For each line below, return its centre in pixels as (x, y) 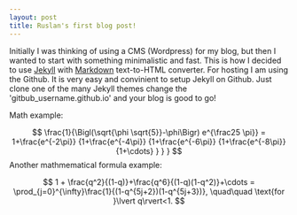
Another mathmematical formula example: (86, 165)
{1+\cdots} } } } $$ (149, 150)
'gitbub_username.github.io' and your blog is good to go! (113, 97)
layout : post (33, 17)
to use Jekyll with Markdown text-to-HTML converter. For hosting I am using (149, 69)
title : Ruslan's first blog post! (73, 26)
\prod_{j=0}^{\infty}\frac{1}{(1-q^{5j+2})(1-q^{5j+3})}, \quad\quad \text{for (149, 191)
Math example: (36, 115)
